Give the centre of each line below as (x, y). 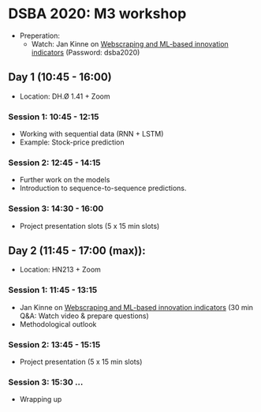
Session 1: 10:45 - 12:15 (54, 117)
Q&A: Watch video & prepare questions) (84, 316)
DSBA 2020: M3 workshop (97, 14)
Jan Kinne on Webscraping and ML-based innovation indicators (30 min (136, 307)
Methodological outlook (58, 324)
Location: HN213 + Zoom (60, 270)
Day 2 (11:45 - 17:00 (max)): (77, 251)
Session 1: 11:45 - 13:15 (53, 290)
